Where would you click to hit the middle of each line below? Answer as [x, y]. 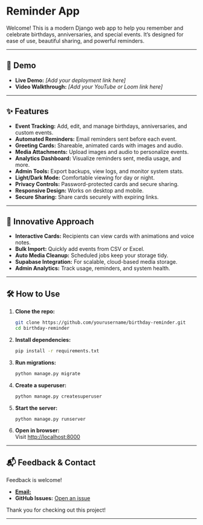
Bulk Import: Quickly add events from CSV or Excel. [80, 249]
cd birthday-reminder [42, 329]
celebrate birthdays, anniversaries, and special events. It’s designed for [95, 34]
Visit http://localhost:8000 [47, 437]
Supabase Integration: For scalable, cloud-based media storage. [96, 262]
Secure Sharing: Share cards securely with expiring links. [87, 197]
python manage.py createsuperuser [58, 396]
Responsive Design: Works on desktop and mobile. [79, 190]
